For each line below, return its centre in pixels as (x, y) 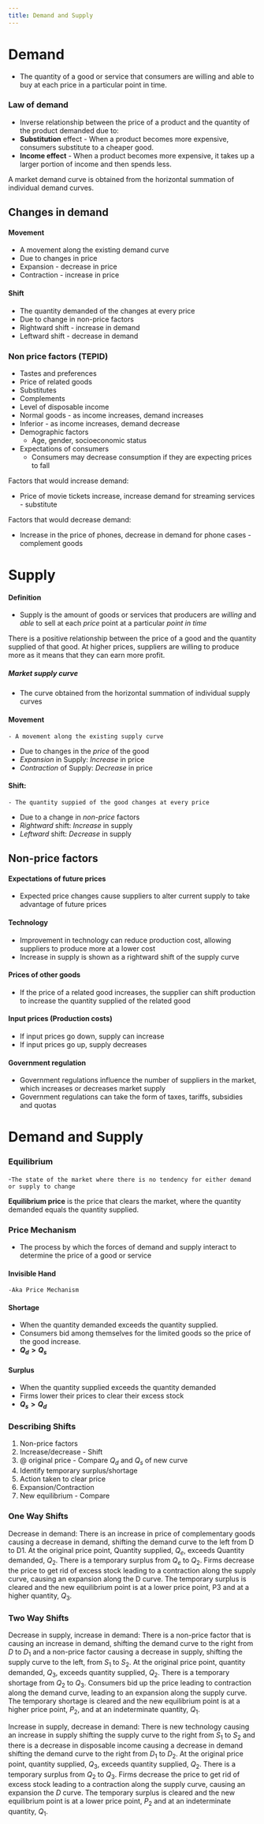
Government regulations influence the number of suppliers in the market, (138, 1080)
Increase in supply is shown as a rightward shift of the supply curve (130, 957)
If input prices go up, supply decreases (83, 1044)
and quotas (38, 1105)
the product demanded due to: (69, 130)
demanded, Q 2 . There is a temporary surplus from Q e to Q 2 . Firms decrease (131, 1561)
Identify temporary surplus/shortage (78, 1471)
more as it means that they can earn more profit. (87, 656)
